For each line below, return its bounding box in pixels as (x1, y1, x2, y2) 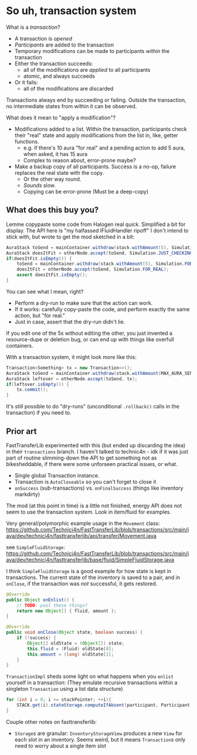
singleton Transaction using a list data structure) (6, 686, 123, 693)
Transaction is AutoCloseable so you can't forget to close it (14, 478, 157, 485)
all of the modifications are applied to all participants (23, 66, 151, 73)
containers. (6, 342, 33, 349)
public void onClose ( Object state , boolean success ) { (6, 630, 143, 636)
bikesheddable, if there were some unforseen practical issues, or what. (6, 460, 178, 467)
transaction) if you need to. (6, 409, 72, 416)
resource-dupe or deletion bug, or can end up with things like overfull (6, 335, 174, 342)
